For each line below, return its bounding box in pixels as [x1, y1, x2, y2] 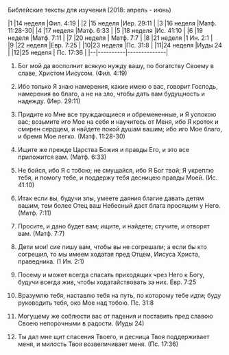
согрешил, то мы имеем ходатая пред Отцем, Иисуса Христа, [17, 250, 200, 258]
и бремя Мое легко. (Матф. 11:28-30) [17, 132, 125, 140]
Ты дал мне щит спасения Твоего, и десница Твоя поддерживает [17, 333, 210, 341]
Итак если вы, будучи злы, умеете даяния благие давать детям [17, 194, 204, 202]
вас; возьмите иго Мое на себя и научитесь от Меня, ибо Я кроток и [17, 118, 219, 126]
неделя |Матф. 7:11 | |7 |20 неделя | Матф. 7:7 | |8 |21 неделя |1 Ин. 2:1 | [8, 34, 213, 42]
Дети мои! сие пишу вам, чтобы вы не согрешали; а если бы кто [17, 243, 208, 250]
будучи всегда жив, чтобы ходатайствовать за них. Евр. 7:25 [17, 278, 197, 286]
